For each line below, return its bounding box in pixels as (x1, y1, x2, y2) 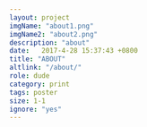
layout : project (9, 13, 70, 22)
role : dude (9, 72, 50, 80)
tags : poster (9, 88, 58, 97)
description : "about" (9, 38, 91, 47)
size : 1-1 (9, 96, 47, 106)
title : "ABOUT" (9, 55, 66, 63)
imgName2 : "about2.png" (9, 30, 99, 38)
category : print (9, 80, 70, 89)
